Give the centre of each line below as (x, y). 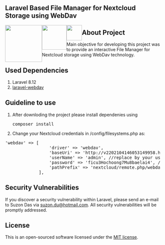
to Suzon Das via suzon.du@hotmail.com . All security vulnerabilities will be (81, 205)
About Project (103, 32)
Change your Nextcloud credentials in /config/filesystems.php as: (79, 133)
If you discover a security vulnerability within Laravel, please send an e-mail (82, 199)
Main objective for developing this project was (113, 44)
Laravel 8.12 (24, 82)
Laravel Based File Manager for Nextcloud (70, 8)
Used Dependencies (37, 70)
